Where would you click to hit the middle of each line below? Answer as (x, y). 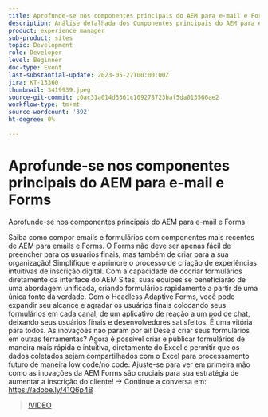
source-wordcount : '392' (49, 112)
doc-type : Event (35, 68)
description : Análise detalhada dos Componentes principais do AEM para (132, 23)
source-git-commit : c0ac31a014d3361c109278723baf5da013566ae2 (114, 97)
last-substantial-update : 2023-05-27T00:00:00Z (89, 75)
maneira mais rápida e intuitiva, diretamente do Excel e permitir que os (124, 347)
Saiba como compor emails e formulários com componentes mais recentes (132, 237)
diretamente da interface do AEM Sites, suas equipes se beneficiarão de (127, 279)
